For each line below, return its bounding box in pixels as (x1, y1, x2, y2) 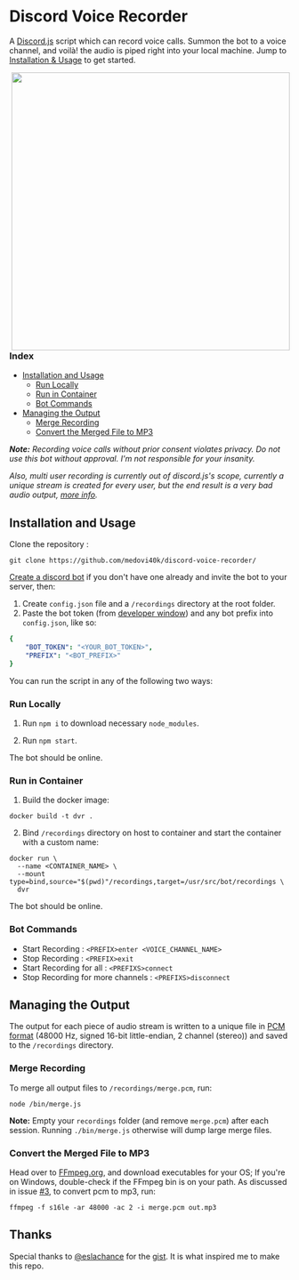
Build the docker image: (21, 794, 109, 806)
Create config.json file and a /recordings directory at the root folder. (21, 599, 276, 609)
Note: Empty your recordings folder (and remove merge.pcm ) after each (9, 1115, 269, 1126)
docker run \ (9, 854, 58, 864)
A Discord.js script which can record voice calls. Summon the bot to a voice (9, 36, 287, 46)
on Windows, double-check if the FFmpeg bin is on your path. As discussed (9, 1176, 287, 1187)
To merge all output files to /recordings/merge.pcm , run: (9, 1083, 213, 1093)
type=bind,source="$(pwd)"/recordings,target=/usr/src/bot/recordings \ (9, 878, 285, 887)
